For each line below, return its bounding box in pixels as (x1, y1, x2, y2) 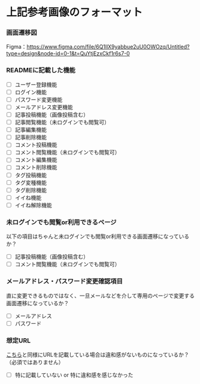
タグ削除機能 (14, 186, 47, 194)
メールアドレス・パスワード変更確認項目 (6, 277, 123, 285)
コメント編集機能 (14, 156, 57, 163)
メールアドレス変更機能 (14, 103, 73, 111)
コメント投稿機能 (14, 141, 57, 148)
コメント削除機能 (14, 163, 57, 171)
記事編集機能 (14, 126, 47, 133)
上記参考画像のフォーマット (6, 5, 143, 19)
